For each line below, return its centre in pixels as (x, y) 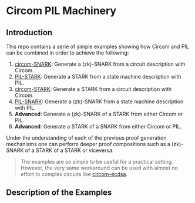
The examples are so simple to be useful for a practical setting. (97, 162)
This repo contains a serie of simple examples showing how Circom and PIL (98, 46)
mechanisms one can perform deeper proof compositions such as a (88, 144)
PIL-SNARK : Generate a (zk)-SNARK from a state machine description (99, 101)
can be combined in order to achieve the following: (68, 53)
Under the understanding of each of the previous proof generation (86, 138)
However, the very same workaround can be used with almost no (99, 168)
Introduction (29, 33)
